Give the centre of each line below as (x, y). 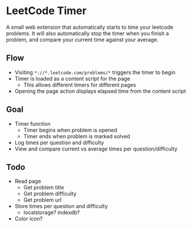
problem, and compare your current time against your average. (82, 39)
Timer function (33, 123)
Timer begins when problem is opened (70, 130)
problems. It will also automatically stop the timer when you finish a (87, 33)
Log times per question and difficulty (59, 142)
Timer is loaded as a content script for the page (72, 78)
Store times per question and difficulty (61, 206)
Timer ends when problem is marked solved (77, 136)
